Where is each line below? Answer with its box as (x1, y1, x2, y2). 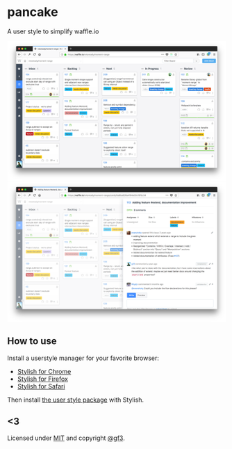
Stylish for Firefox (17, 375, 68, 383)
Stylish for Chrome (17, 367, 72, 375)
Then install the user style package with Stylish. (7, 395, 144, 404)
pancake (7, 4, 58, 20)
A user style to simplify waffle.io (7, 27, 99, 35)
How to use (7, 335, 57, 348)
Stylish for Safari (17, 382, 65, 390)
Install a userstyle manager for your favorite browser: (7, 354, 160, 362)
